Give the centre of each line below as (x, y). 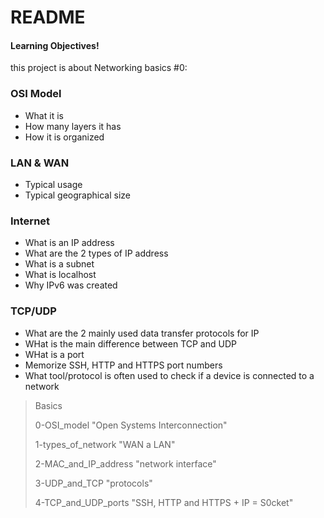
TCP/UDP (33, 311)
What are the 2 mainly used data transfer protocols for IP (142, 333)
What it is (44, 115)
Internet (30, 221)
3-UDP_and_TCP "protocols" (93, 483)
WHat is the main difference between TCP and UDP (130, 343)
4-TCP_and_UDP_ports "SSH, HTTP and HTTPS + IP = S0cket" (164, 502)
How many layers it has (73, 126)
